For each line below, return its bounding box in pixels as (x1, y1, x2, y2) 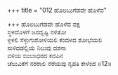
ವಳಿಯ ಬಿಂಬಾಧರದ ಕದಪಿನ (7, 52, 64, 60)
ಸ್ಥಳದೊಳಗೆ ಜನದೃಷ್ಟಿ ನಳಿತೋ (7, 28, 67, 36)
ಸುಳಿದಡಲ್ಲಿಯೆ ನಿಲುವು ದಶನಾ (7, 43, 67, 52)
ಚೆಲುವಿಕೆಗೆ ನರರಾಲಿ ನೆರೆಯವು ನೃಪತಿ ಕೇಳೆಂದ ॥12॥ (7, 60, 112, 67)
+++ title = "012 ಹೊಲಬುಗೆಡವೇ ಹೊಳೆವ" (7, 6, 107, 14)
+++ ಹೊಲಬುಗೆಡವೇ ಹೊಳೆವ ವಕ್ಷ (7, 20, 81, 28)
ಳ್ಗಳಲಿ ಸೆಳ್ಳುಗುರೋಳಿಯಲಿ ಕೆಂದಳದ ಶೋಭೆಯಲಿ (7, 36, 103, 44)
